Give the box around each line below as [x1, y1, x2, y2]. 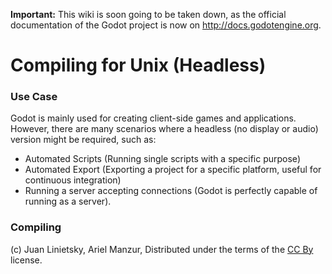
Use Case [10, 90, 58, 104]
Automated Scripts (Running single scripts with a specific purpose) [24, 153, 301, 165]
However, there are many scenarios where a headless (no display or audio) [10, 123, 319, 135]
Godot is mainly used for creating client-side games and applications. [10, 112, 297, 124]
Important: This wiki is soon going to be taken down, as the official [10, 9, 287, 20]
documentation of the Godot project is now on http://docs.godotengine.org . [10, 19, 322, 31]
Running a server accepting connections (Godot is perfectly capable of [24, 185, 318, 197]
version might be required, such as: [10, 134, 157, 146]
